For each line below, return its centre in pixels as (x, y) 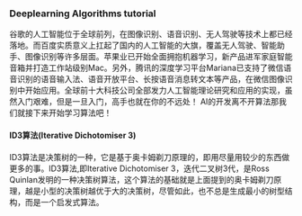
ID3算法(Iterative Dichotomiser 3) (73, 135)
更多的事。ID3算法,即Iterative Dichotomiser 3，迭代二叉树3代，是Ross (139, 168)
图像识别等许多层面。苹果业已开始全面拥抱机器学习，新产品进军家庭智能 (159, 57)
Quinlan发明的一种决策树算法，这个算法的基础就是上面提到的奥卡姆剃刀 (142, 179)
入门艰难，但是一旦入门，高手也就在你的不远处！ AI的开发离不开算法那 (148, 102)
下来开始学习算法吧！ (72, 113)
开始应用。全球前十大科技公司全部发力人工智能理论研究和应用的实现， (155, 90)
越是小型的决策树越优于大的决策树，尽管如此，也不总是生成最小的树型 (155, 191)
